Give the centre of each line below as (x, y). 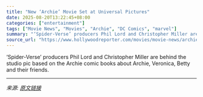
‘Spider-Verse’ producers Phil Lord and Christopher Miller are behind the (96, 57)
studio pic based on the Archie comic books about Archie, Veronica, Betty (98, 63)
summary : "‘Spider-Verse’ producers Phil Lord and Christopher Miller (97, 34)
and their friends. (28, 70)
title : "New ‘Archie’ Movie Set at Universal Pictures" (78, 12)
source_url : (21, 40)
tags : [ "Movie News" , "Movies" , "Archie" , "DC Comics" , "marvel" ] (92, 29)
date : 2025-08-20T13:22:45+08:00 (48, 17)
